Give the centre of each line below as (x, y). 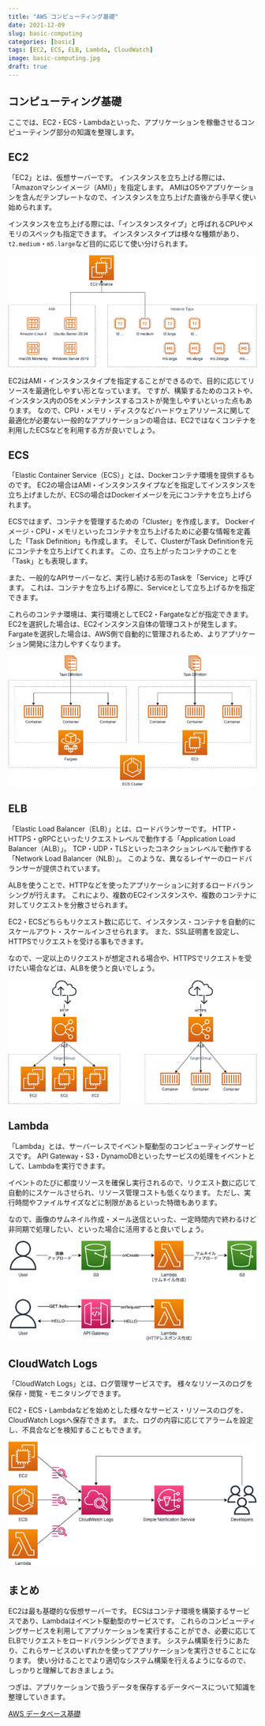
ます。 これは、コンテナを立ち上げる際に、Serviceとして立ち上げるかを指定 (131, 587)
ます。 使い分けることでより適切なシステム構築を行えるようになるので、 (132, 1660)
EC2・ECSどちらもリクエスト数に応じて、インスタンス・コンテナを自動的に (132, 921)
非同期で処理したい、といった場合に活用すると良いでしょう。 (108, 1229)
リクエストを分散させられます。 (80, 905)
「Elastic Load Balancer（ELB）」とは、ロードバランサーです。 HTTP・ (123, 828)
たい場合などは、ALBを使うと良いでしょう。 (87, 968)
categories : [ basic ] (42, 42)
